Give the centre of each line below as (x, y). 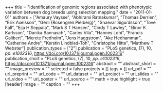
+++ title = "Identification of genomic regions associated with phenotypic (79, 7)
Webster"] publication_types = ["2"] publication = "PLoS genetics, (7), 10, (79, 48)
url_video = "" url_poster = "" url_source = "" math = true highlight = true (78, 79)
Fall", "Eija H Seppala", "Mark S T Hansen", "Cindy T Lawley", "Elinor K (75, 28)
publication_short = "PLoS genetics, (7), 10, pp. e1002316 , (63, 58)
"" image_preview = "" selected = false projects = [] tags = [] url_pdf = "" (78, 69)
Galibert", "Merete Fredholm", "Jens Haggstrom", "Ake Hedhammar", (73, 38)
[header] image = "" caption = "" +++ (43, 84)
